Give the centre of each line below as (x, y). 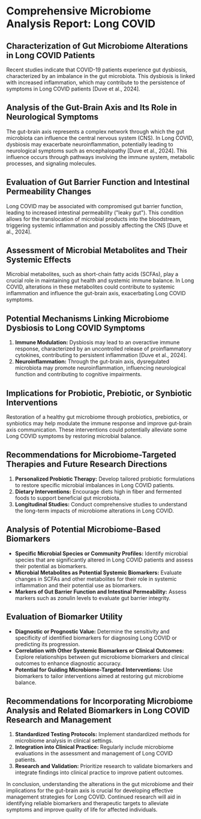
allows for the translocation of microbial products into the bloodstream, (94, 219)
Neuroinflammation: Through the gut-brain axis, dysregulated (92, 362)
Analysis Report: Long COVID (81, 24)
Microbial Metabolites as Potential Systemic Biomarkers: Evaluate (98, 572)
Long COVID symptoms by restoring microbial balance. (74, 436)
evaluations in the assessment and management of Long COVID (94, 754)
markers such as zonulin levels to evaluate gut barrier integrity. (93, 598)
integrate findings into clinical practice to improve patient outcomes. (99, 773)
